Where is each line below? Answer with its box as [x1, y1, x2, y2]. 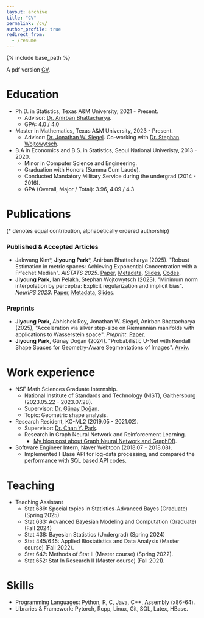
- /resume [12, 37, 37, 43]
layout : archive [6, 9, 47, 15]
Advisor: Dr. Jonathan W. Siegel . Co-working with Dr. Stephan [24, 133, 180, 141]
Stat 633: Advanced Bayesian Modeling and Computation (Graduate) [24, 518, 197, 526]
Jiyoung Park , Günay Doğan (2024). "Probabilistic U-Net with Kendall [15, 337, 191, 345]
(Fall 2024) [24, 524, 52, 532]
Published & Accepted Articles [6, 242, 99, 251]
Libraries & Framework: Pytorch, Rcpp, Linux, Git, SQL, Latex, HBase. [15, 605, 189, 612]
